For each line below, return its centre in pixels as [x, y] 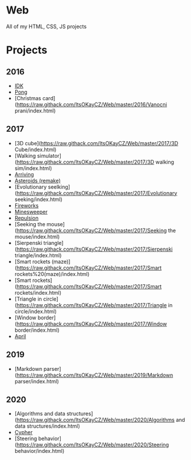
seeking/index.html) [38, 199]
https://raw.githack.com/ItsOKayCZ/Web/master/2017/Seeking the [96, 230]
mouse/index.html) [37, 236]
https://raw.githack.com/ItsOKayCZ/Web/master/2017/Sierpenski [95, 249]
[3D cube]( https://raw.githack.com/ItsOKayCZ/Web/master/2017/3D [96, 143]
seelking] [59, 187]
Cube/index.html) [35, 149]
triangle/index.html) [38, 255]
